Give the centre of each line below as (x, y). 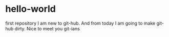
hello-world (31, 9)
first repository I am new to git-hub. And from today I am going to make (80, 23)
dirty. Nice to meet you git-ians (47, 28)
